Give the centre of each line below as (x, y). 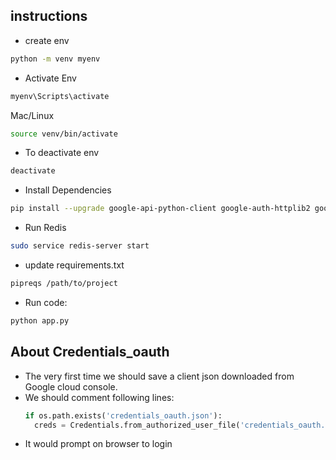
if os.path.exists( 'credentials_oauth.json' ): (123, 415)
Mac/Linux (32, 115)
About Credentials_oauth (90, 352)
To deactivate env (62, 153)
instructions (49, 16)
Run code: (46, 302)
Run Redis (45, 228)
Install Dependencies (68, 190)
